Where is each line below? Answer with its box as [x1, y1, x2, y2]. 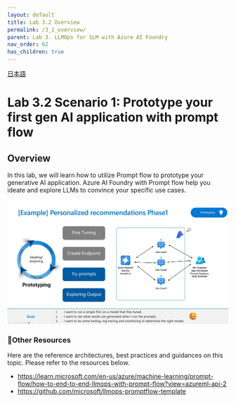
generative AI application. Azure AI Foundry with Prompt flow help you [7, 179, 211, 186]
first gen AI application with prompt [7, 110, 219, 126]
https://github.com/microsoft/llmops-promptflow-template [17, 387, 186, 396]
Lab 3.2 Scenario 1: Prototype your [7, 95, 213, 110]
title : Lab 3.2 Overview [7, 18, 80, 26]
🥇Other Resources [7, 335, 72, 344]
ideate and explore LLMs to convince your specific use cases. [7, 186, 187, 194]
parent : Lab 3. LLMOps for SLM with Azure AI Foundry [7, 34, 169, 41]
